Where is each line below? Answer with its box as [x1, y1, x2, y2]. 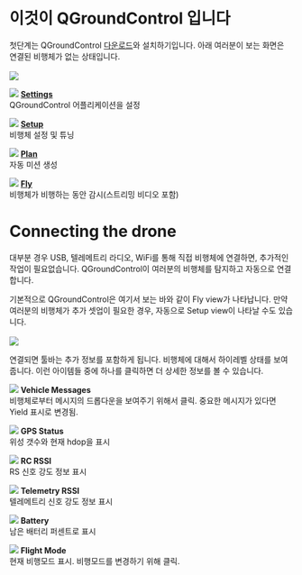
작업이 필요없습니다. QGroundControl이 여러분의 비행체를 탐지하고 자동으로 [9, 263, 275, 274]
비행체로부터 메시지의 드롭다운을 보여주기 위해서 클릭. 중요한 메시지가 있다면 [9, 395, 277, 406]
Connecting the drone [9, 222, 178, 242]
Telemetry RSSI [20, 485, 80, 496]
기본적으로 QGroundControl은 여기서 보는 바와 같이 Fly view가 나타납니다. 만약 [9, 294, 288, 305]
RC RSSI [20, 455, 52, 466]
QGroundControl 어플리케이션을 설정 [9, 99, 141, 110]
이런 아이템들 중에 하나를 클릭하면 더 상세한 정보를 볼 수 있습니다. [35, 365, 264, 376]
